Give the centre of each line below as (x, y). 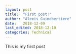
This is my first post (25, 46)
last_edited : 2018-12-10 (31, 28)
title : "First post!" (28, 14)
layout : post (19, 10)
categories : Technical (28, 32)
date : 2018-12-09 (25, 23)
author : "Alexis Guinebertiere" (38, 19)
